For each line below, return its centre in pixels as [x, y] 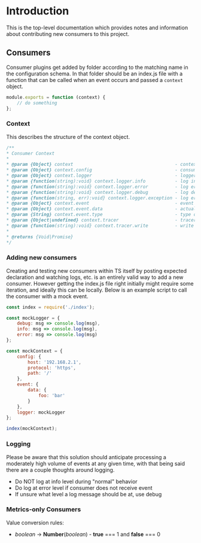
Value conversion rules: [35, 523]
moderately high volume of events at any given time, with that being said [96, 463]
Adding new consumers [42, 257]
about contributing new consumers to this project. [68, 34]
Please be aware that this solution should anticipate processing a [86, 457]
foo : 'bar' [52, 395]
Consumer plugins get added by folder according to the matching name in [97, 67]
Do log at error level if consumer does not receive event [83, 488]
